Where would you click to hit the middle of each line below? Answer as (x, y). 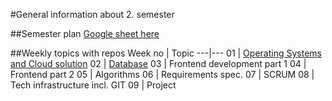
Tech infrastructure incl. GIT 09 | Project (93, 85)
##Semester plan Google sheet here (85, 33)
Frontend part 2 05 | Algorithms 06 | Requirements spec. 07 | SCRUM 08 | (162, 74)
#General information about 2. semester (92, 14)
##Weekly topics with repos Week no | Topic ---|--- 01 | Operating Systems (166, 53)
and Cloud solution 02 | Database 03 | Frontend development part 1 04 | (158, 63)
